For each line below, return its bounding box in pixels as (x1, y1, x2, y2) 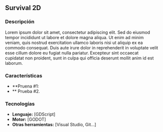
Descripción (5, 18, 35, 25)
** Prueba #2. (12, 88, 40, 94)
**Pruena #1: (12, 83, 39, 89)
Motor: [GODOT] (12, 117, 46, 122)
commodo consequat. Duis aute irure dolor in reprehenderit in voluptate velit (5, 44, 158, 50)
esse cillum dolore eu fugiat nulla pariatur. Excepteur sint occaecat (5, 50, 139, 56)
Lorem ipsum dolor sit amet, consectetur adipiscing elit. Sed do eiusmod (5, 29, 150, 35)
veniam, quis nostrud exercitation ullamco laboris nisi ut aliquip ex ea (5, 40, 143, 45)
